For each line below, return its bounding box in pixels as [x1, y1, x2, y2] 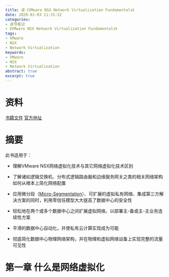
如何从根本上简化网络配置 [12, 180, 66, 186]
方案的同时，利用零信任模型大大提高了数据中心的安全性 [17, 197, 132, 203]
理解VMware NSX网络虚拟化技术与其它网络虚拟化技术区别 [12, 163, 134, 169]
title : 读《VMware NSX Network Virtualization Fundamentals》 [5, 7, 135, 13]
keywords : [5, 50, 26, 55]
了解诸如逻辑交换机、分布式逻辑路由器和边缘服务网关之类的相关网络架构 [12, 174, 163, 180]
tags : [5, 31, 17, 36]
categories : [5, 17, 30, 22]
